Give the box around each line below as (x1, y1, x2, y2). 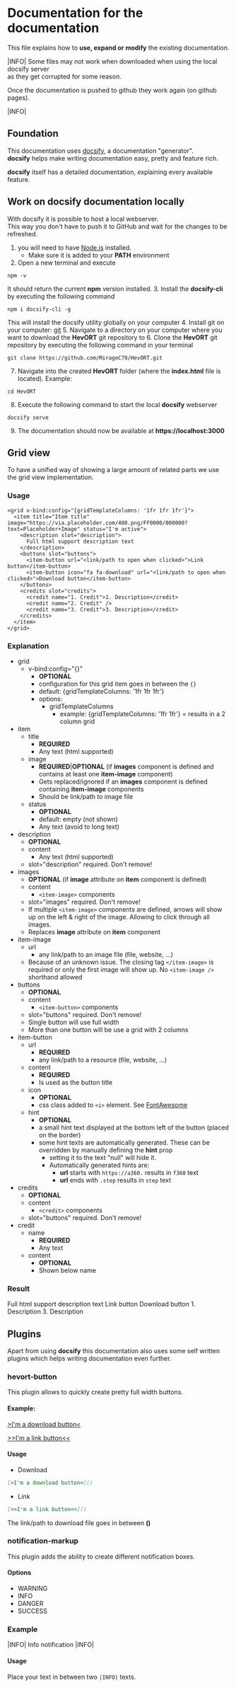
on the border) (38, 1130, 81, 1139)
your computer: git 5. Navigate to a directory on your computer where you (7, 326, 223, 334)
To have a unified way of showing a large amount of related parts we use (7, 466, 220, 474)
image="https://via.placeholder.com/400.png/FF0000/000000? (7, 519, 189, 527)
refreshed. (7, 229, 38, 238)
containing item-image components (38, 784, 144, 793)
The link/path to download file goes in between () (7, 1518, 151, 1527)
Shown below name (38, 1265, 97, 1275)
